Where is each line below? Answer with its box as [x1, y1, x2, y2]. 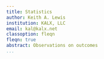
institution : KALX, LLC [6, 20, 66, 26]
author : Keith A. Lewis [6, 14, 66, 20]
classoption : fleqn [6, 31, 55, 37]
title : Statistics [6, 8, 52, 15]
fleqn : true [6, 37, 36, 43]
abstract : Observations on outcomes [6, 43, 98, 49]
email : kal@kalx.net [6, 25, 58, 32]
